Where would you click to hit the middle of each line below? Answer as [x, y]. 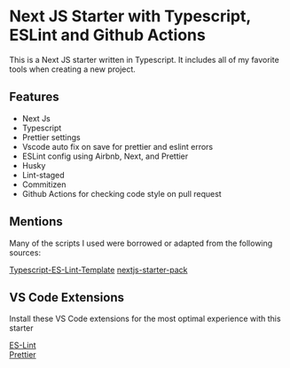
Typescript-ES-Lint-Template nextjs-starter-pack [98, 270]
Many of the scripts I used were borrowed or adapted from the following [141, 243]
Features [34, 97]
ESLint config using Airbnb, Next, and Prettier [105, 156]
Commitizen [44, 184]
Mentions [36, 222]
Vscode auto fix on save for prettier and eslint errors [118, 146]
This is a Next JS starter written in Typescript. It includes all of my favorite [144, 59]
